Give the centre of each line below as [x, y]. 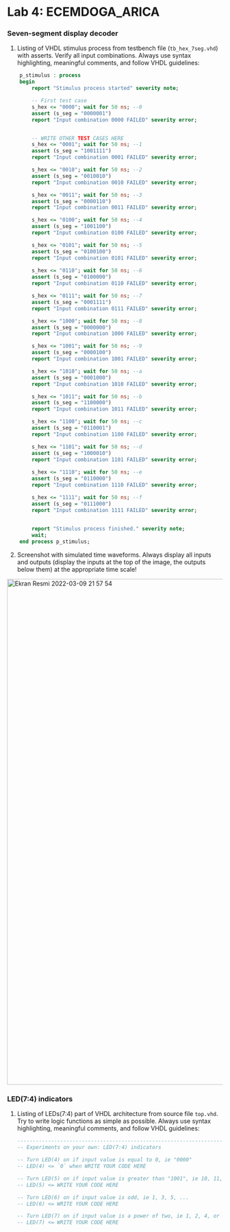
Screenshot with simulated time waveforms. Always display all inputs [114, 555]
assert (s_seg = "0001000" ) [72, 377]
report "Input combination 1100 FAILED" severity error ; [114, 434]
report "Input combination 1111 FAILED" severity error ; [114, 510]
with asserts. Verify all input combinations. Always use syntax [104, 56]
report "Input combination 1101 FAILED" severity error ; [114, 460]
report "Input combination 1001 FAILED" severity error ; [114, 359]
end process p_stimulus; [55, 542]
